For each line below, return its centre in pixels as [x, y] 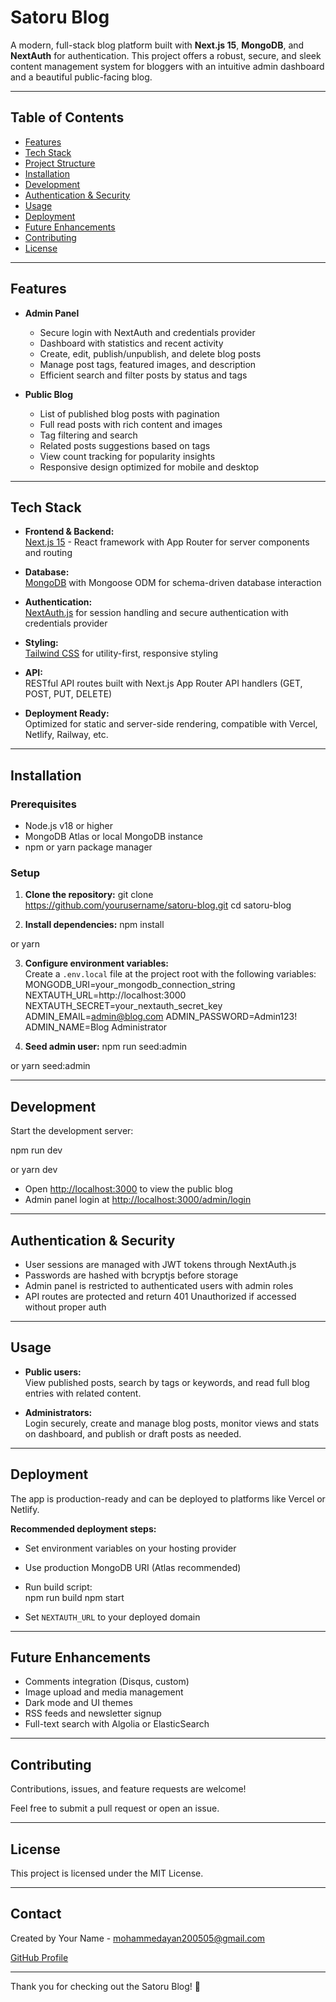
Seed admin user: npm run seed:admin [106, 1047]
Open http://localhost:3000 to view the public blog [128, 1189]
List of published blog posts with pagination [129, 413]
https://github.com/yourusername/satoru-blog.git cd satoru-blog [158, 905]
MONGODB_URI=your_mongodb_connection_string [130, 985]
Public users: [53, 1372]
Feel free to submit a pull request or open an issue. [115, 1808]
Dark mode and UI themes [78, 1703]
